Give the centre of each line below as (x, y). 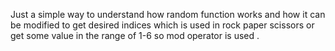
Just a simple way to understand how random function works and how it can (168, 14)
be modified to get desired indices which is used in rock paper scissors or (162, 25)
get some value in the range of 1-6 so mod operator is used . (135, 35)
